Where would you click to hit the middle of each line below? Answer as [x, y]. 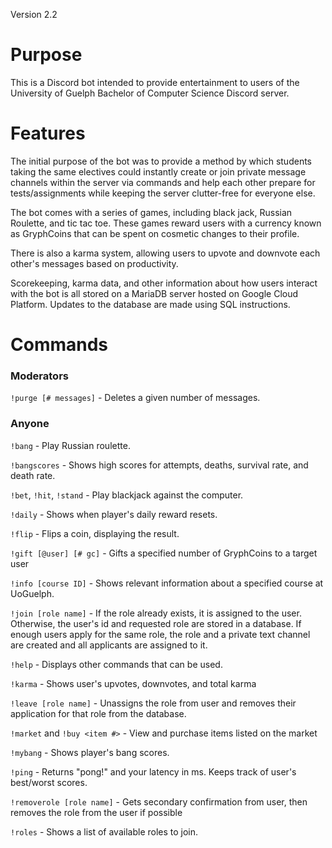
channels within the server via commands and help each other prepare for [163, 182]
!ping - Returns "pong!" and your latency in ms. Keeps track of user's [153, 771]
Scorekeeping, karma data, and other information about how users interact [164, 283]
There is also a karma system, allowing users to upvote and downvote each [165, 253]
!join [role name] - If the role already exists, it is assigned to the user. [156, 613]
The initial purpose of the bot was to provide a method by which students [161, 161]
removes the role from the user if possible [96, 812]
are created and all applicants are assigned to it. [109, 645]
